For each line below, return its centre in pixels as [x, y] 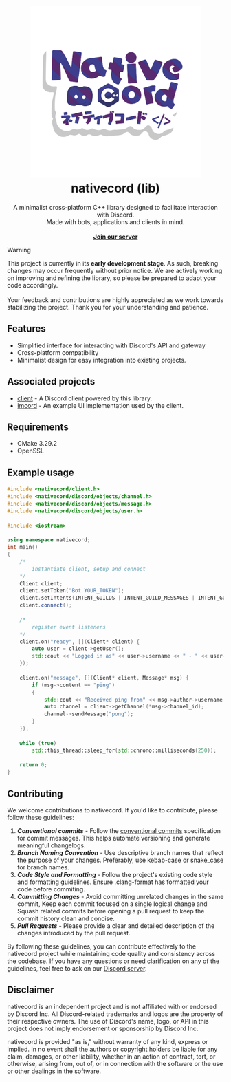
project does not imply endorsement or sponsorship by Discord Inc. [103, 1028]
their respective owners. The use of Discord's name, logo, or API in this [108, 1021]
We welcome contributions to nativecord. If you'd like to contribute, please [112, 810]
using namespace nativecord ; [49, 540]
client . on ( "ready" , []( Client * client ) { [79, 642]
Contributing [35, 793]
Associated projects [51, 381]
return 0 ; [34, 765]
